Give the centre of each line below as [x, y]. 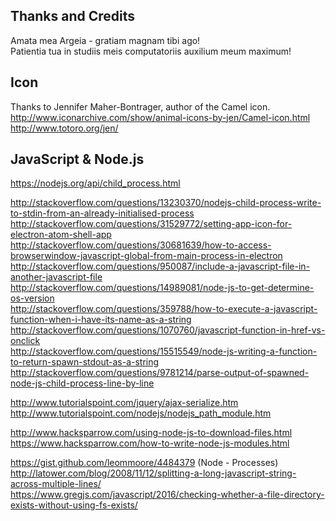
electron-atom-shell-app [61, 235]
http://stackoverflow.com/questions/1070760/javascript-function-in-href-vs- [168, 330]
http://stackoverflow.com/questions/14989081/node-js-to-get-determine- [162, 288]
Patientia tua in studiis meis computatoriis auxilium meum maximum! [151, 51]
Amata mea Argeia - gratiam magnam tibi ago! [105, 40]
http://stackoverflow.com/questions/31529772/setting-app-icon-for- [151, 224]
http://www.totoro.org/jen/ [64, 128]
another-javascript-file [56, 277]
